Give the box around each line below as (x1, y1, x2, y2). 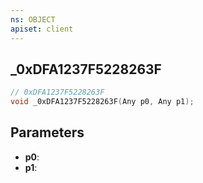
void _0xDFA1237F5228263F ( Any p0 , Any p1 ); (10, 97, 195, 107)
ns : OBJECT (10, 14, 56, 25)
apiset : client (10, 24, 74, 34)
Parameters (10, 124, 85, 141)
